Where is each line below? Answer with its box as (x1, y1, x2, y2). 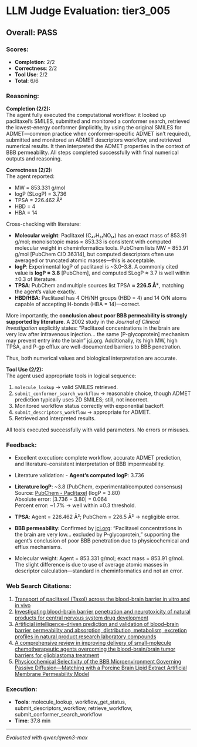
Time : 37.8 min (14, 717, 51, 724)
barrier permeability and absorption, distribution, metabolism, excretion (14, 627, 188, 634)
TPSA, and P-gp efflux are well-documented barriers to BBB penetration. (6, 343, 182, 350)
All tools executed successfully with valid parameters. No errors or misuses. (6, 426, 190, 433)
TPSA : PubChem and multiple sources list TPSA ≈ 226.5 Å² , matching (14, 282, 185, 289)
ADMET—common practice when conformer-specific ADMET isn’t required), (6, 130, 191, 138)
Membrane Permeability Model (14, 670, 90, 677)
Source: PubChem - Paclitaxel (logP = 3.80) (14, 490, 120, 497)
